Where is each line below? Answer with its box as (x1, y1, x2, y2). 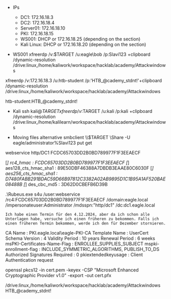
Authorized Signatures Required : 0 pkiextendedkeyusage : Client (5, 251, 143, 258)
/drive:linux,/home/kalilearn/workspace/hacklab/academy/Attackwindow (12, 119, 166, 125)
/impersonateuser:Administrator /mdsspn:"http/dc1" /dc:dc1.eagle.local (5, 202, 155, 208)
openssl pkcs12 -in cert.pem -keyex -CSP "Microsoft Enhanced (5, 267, 139, 273)
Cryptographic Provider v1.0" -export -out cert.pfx (5, 272, 112, 278)
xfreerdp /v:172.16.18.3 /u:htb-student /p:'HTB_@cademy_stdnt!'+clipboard (5, 78, 162, 83)
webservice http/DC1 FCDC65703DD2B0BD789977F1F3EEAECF (5, 150, 141, 155)
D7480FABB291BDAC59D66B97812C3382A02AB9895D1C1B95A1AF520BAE (5, 176, 166, 182)
